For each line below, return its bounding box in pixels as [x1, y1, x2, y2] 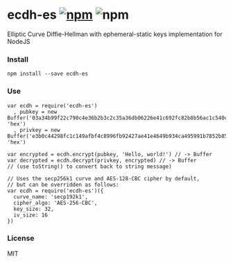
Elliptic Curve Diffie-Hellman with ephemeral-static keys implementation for [7, 30, 223, 38]
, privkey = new [13, 126, 60, 133]
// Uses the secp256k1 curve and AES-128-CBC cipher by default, [7, 175, 200, 182]
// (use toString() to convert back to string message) [7, 163, 172, 170]
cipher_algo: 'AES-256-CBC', [13, 199, 98, 206]
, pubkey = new [13, 108, 58, 115]
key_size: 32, [13, 205, 54, 212]
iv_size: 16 [13, 212, 49, 219]
